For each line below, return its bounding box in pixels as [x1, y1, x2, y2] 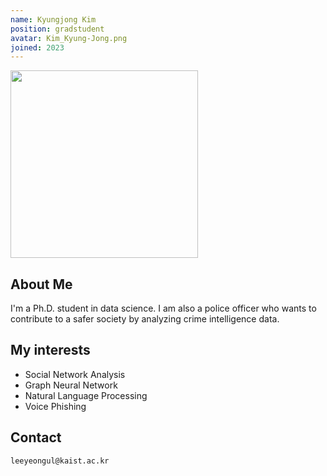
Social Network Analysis [24, 368, 126, 380]
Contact [10, 429, 62, 446]
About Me [10, 276, 73, 293]
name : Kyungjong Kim [10, 14, 97, 25]
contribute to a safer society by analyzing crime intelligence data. [10, 313, 280, 325]
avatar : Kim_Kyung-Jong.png [10, 33, 128, 43]
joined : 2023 [10, 42, 65, 53]
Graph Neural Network [24, 379, 118, 391]
